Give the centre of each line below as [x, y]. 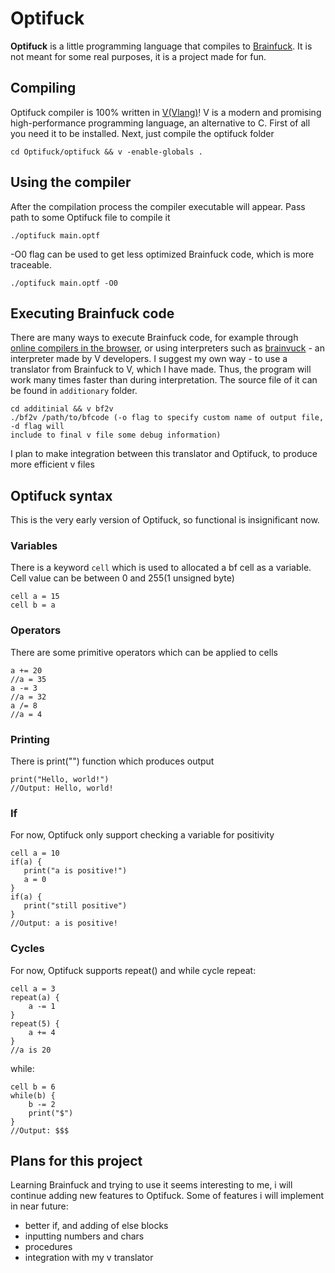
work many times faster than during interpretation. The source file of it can [164, 380]
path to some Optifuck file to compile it [90, 217]
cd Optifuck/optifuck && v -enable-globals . [106, 152]
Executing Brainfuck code [92, 313]
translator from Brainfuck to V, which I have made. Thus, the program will [161, 369]
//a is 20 [31, 1050]
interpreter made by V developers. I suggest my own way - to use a [149, 359]
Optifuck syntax [61, 495]
